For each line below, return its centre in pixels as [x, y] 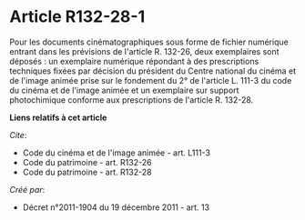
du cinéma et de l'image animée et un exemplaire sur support [124, 90]
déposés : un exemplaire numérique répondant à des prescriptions [134, 61]
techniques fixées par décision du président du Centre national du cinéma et [153, 71]
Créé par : [27, 189]
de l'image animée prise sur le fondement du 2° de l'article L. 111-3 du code [151, 80]
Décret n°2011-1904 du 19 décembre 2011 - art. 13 [116, 207]
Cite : [18, 135]
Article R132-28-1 [77, 17]
